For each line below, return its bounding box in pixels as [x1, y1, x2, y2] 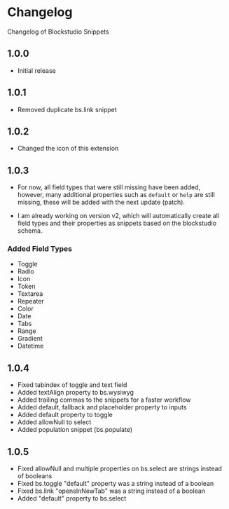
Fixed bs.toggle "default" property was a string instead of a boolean [17, 480, 214, 488]
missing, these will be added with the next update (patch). [17, 198, 186, 207]
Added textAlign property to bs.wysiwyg [17, 388, 134, 397]
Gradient [17, 334, 43, 343]
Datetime [17, 341, 44, 351]
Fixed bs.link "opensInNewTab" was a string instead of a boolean [17, 487, 205, 495]
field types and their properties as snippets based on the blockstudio [17, 219, 217, 228]
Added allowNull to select [17, 418, 92, 426]
